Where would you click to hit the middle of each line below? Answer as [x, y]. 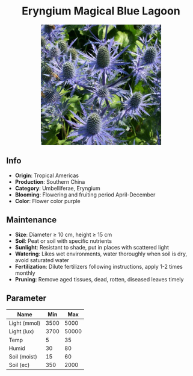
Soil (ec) [19, 365]
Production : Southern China [50, 181]
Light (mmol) [25, 323]
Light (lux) [21, 331]
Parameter [26, 298]
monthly [25, 273]
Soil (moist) [23, 357]
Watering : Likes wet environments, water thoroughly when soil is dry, [101, 254]
